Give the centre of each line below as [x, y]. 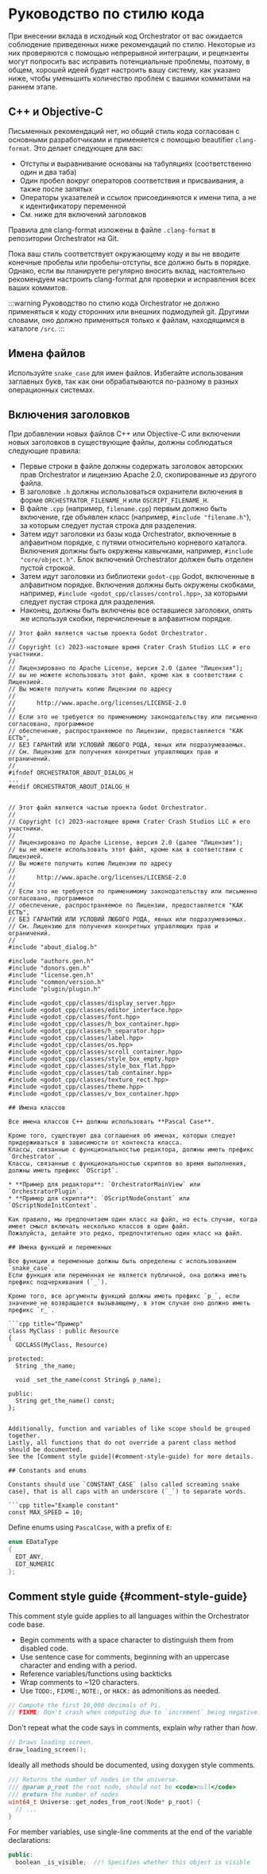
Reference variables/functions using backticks [96, 1673]
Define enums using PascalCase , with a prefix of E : [90, 1527]
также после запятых [56, 189]
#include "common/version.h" [56, 982]
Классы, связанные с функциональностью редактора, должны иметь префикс [131, 1150]
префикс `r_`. [32, 1310]
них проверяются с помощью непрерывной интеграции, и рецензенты [129, 53]
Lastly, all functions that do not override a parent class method [122, 1443]
